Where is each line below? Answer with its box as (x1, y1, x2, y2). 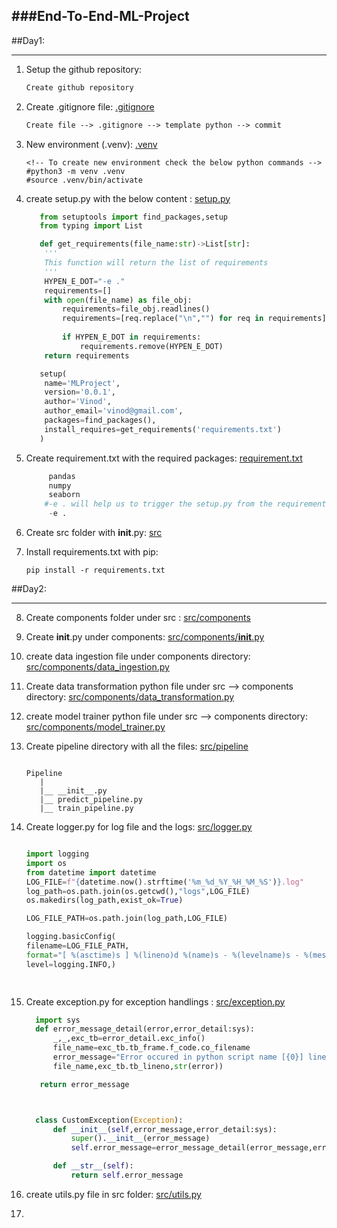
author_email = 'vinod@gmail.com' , (44, 406, 184, 416)
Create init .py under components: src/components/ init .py (25, 631, 265, 643)
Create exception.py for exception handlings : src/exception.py (25, 995, 286, 1008)
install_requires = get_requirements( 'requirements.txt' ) (44, 424, 282, 434)
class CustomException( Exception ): (35, 1115, 184, 1125)
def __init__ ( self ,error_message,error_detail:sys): (52, 1124, 278, 1134)
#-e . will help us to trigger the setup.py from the (44, 499, 273, 509)
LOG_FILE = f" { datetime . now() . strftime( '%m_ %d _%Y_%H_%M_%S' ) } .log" (25, 877, 304, 887)
